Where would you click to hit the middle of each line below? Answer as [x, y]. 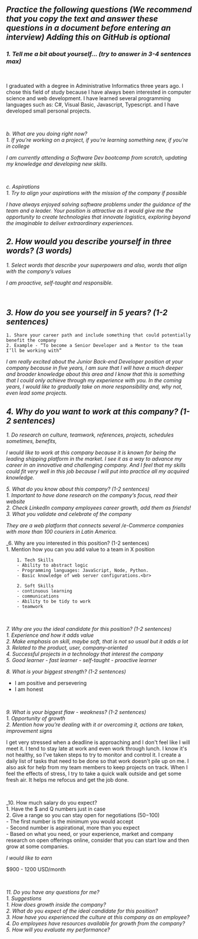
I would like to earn [29, 858]
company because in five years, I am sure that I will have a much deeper [95, 368]
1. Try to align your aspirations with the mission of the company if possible [97, 193]
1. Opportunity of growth [36, 719]
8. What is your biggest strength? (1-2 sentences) [66, 672]
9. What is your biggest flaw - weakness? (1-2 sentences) [76, 712]
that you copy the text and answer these [82, 19]
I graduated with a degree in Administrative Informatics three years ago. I [95, 85]
